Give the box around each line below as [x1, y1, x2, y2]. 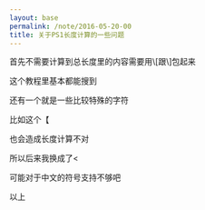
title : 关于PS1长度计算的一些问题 [9, 30, 125, 39]
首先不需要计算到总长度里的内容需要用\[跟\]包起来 [9, 56, 197, 67]
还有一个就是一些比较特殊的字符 [9, 95, 129, 105]
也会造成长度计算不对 [9, 134, 89, 145]
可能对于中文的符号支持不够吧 [9, 172, 121, 183]
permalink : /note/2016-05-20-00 [9, 22, 132, 31]
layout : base [9, 13, 59, 23]
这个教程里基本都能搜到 [9, 75, 97, 86]
